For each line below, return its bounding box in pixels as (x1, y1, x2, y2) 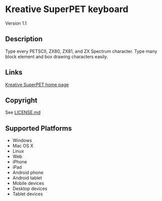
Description (5, 35, 43, 43)
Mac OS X (12, 143, 34, 149)
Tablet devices (12, 191, 43, 197)
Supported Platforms (5, 124, 72, 132)
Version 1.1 (5, 20, 27, 26)
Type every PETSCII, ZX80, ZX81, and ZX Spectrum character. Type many (5, 48, 157, 54)
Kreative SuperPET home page (5, 82, 69, 88)
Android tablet (12, 175, 42, 181)
